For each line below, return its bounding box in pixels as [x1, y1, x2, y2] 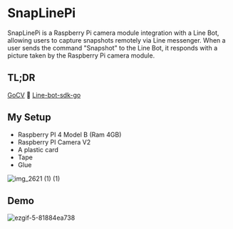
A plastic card [17, 145, 59, 154]
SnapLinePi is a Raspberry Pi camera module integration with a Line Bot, [7, 28, 219, 37]
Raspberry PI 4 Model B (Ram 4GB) [17, 130, 122, 139]
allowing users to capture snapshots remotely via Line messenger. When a [7, 36, 226, 44]
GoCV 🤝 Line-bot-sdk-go [7, 90, 81, 99]
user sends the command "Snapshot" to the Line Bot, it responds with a [7, 43, 218, 52]
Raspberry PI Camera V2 [17, 137, 91, 147]
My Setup [7, 112, 51, 124]
